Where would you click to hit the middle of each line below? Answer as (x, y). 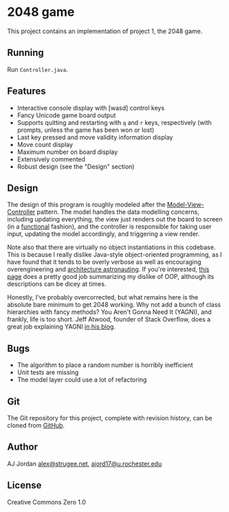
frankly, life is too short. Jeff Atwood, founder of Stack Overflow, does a (109, 319)
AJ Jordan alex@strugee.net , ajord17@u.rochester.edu (85, 464)
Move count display (45, 144)
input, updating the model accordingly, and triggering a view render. (103, 234)
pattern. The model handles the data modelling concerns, (118, 212)
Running (26, 53)
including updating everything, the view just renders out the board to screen (115, 219)
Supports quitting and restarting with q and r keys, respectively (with (114, 122)
